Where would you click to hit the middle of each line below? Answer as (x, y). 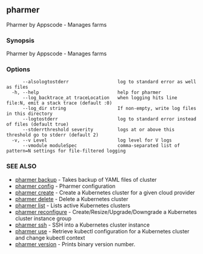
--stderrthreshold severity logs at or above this (98, 130)
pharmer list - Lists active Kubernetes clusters (72, 205)
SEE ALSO (22, 166)
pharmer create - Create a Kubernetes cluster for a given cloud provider (105, 192)
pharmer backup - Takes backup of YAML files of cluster (86, 179)
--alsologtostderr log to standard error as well (109, 82)
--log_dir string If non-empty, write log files (109, 109)
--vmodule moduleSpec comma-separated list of (101, 146)
